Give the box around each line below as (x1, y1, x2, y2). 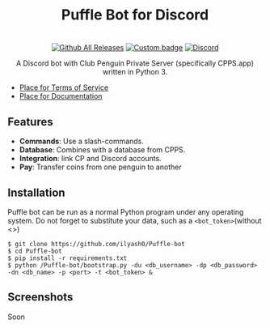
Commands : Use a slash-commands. (19, 136, 145, 147)
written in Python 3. (102, 67, 168, 77)
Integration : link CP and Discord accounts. (19, 154, 162, 164)
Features (7, 115, 53, 129)
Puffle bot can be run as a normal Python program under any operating (7, 207, 244, 216)
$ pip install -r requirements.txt (7, 254, 128, 262)
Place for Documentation (19, 92, 103, 101)
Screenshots (7, 290, 74, 305)
